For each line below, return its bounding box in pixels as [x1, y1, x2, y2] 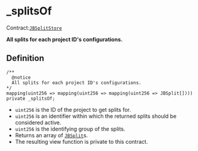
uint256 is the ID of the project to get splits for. [14, 106, 132, 113]
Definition [6, 53, 44, 64]
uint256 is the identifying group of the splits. [14, 125, 126, 132]
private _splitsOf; [6, 95, 56, 102]
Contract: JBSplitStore [6, 24, 62, 31]
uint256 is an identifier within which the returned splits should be [14, 112, 177, 120]
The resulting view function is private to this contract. [14, 138, 148, 145]
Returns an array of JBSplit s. [14, 131, 88, 139]
